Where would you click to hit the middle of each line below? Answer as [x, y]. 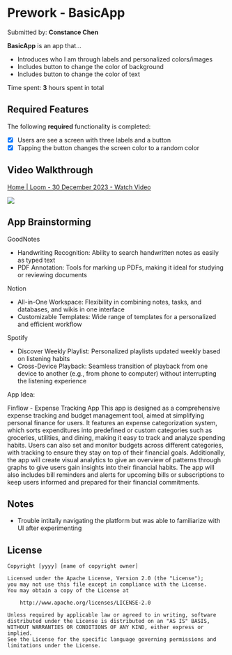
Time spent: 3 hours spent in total [56, 87]
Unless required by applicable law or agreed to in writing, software [112, 615]
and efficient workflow [49, 324]
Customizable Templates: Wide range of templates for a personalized [117, 316]
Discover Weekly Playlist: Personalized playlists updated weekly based [119, 351]
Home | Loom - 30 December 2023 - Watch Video [79, 187]
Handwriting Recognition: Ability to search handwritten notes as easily [118, 252]
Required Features [48, 110]
